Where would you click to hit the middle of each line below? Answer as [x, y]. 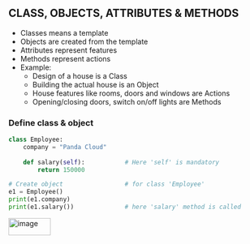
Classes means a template [64, 32]
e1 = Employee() [36, 192]
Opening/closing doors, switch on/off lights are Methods [127, 101]
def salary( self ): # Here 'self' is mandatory [121, 162]
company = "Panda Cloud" [65, 147]
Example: [36, 67]
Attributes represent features [69, 50]
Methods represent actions [65, 58]
